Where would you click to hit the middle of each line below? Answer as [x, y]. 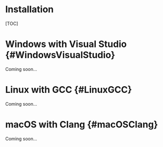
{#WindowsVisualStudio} [60, 55]
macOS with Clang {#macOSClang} [82, 125]
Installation [30, 9]
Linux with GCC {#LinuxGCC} [69, 90]
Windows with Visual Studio [66, 44]
